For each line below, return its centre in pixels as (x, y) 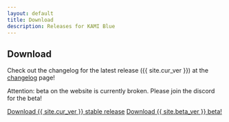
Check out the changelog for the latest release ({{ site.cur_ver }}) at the (108, 71)
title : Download (30, 20)
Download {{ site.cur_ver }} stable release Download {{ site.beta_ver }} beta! (115, 112)
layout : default (30, 13)
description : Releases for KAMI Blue (61, 26)
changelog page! (31, 78)
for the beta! (25, 98)
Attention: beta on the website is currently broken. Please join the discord (111, 91)
